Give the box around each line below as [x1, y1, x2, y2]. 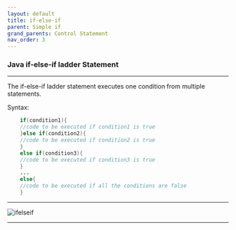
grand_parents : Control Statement [7, 30, 109, 37]
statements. [7, 89, 42, 98]
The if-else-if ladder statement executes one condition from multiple [7, 82, 206, 91]
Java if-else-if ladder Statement [7, 60, 119, 70]
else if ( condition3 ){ [20, 149, 83, 157]
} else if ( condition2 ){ [20, 130, 86, 137]
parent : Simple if [7, 23, 61, 30]
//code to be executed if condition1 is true [20, 124, 156, 131]
